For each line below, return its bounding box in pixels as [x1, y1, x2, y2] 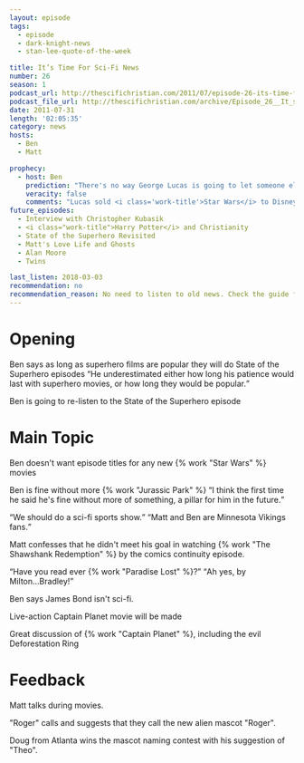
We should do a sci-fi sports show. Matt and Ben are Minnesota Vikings [13, 511, 287, 522]
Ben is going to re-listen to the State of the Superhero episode [9, 395, 242, 406]
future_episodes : [9, 206, 75, 216]
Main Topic [9, 428, 95, 448]
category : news [9, 122, 67, 131]
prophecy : [9, 164, 47, 173]
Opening [9, 329, 76, 350]
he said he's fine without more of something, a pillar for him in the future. [9, 494, 281, 505]
